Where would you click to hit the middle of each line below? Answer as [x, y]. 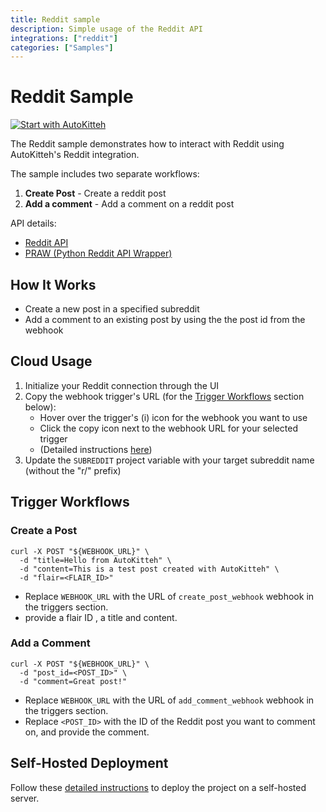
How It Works [53, 284]
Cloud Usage [51, 361]
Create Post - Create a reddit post [95, 193]
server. [25, 798]
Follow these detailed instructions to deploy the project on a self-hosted [158, 787]
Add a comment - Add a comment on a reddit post [129, 204]
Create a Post [44, 531]
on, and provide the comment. [87, 732]
